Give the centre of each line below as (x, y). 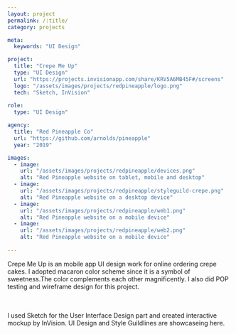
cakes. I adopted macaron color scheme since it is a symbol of (99, 271)
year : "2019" (33, 145)
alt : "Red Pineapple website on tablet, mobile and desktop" (112, 178)
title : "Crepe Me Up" (46, 66)
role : (15, 106)
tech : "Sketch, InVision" (52, 92)
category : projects (36, 27)
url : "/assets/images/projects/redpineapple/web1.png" (103, 210)
